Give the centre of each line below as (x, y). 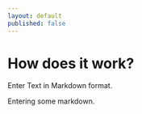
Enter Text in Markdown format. (60, 86)
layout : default (35, 16)
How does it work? (71, 63)
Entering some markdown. (51, 101)
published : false (37, 23)
